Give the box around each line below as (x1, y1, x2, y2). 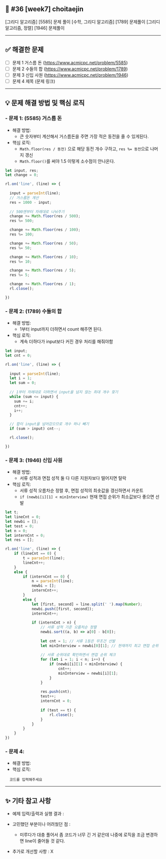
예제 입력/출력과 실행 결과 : (12, 811, 64, 817)
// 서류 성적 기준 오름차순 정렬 (40, 625, 97, 630)
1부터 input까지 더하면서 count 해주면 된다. (19, 326, 103, 332)
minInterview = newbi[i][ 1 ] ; (58, 671, 119, 676)
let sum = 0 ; (9, 380, 37, 386)
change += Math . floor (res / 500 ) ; (9, 214, 81, 219)
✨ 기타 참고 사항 (5, 797, 51, 805)
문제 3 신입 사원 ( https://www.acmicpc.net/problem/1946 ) (12, 72, 128, 78)
